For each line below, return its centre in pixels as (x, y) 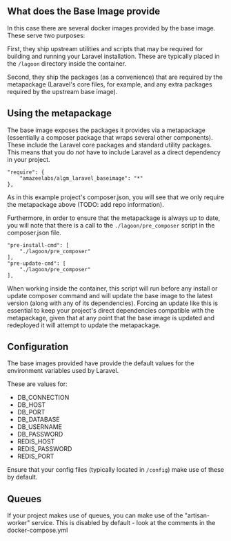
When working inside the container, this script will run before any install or (112, 288)
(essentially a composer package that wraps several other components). (110, 137)
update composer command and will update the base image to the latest (110, 295)
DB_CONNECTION (43, 398)
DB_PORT (31, 412)
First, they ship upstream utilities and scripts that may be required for (105, 48)
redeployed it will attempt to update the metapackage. (84, 325)
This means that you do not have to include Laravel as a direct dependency (114, 152)
